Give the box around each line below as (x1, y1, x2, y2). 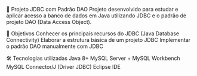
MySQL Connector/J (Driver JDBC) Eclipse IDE (6, 63, 121, 70)
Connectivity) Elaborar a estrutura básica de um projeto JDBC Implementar (6, 37, 191, 43)
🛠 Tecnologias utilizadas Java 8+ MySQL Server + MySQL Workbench (6, 54, 180, 62)
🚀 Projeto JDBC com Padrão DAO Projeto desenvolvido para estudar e (6, 6, 178, 13)
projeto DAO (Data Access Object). (6, 19, 92, 25)
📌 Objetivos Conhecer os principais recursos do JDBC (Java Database (6, 30, 180, 37)
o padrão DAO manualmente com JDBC (6, 42, 103, 50)
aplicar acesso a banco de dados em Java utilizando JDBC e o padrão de (6, 12, 187, 19)
